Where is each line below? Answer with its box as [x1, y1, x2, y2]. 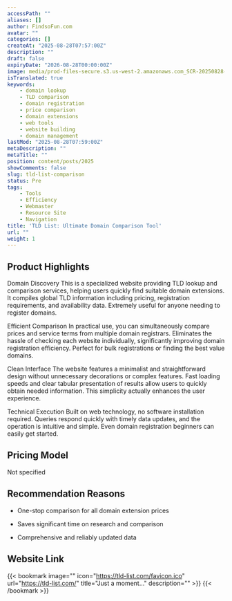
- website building [19, 126, 76, 133]
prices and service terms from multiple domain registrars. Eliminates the [7, 329, 213, 338]
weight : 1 [7, 235, 36, 242]
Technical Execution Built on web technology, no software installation [7, 407, 204, 416]
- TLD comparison [19, 94, 70, 101]
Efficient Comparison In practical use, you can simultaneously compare [7, 322, 210, 331]
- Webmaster [19, 203, 54, 210]
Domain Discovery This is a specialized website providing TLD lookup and [7, 279, 217, 288]
